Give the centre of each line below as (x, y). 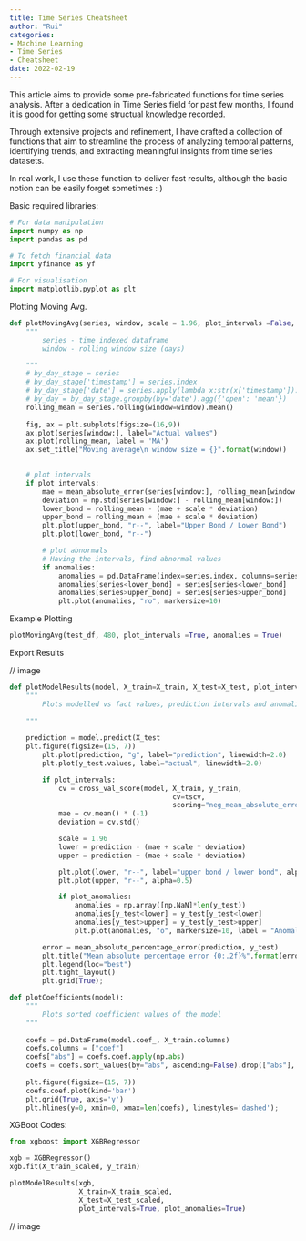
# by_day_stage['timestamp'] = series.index (112, 382)
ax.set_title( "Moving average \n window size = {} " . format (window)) (156, 450)
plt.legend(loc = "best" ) (87, 964)
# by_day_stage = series (73, 374)
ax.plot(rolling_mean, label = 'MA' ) (97, 441)
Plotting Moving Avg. (48, 307)
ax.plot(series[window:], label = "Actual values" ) (122, 433)
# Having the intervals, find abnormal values (132, 559)
